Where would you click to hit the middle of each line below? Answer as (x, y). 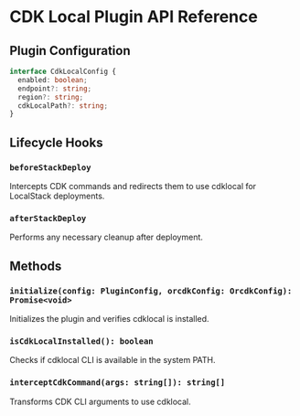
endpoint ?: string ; (55, 89)
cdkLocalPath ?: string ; (63, 106)
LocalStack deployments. (57, 196)
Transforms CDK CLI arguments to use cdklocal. (101, 401)
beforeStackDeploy (50, 167)
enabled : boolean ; (53, 80)
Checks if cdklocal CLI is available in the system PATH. (112, 360)
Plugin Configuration (70, 51)
